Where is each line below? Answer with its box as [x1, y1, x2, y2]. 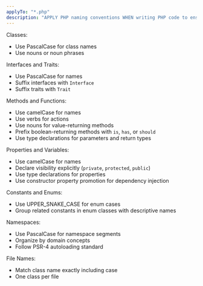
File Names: [6, 255, 36, 262]
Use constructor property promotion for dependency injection [14, 177, 169, 184]
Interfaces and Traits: [6, 61, 59, 68]
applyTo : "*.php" [6, 8, 50, 15]
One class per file [14, 273, 59, 280]
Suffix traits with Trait [14, 85, 71, 92]
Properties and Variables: [6, 146, 69, 153]
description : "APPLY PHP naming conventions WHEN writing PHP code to [6, 14, 188, 21]
